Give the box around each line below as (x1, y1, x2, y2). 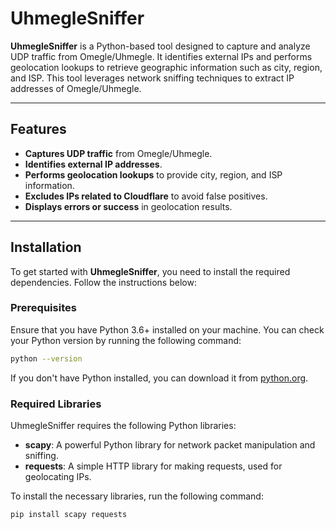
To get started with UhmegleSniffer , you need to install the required (10, 265, 291, 277)
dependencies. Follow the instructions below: (10, 276, 197, 288)
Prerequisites (10, 301, 77, 315)
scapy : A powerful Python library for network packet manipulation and (24, 439, 316, 451)
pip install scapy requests (10, 510, 128, 520)
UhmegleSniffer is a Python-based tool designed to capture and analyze (10, 40, 311, 52)
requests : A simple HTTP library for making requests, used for (24, 460, 283, 472)
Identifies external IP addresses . (24, 158, 163, 170)
